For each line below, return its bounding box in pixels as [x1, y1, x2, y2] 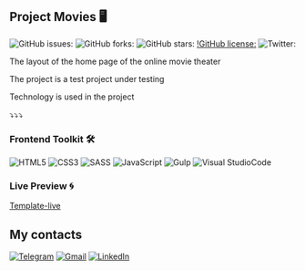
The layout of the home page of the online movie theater [9, 56, 221, 67]
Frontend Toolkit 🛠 [9, 132, 96, 145]
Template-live [9, 201, 61, 212]
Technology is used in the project [9, 91, 135, 102]
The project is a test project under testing [9, 73, 165, 84]
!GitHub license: [197, 37, 257, 49]
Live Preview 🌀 [9, 180, 75, 193]
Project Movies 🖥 [9, 9, 107, 25]
